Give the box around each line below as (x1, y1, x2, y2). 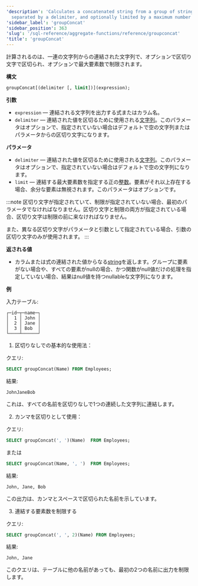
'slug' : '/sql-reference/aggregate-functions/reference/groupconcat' (6, 31, 181, 37)
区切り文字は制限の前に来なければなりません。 (16, 213, 130, 220)
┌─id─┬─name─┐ (6, 310, 41, 316)
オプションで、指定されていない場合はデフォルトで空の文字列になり (25, 163, 190, 170)
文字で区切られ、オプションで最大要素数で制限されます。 (6, 60, 146, 67)
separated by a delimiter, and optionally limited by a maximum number (11, 14, 192, 20)
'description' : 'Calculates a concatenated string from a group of (6, 8, 176, 15)
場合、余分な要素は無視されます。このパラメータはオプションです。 (14, 186, 179, 193)
